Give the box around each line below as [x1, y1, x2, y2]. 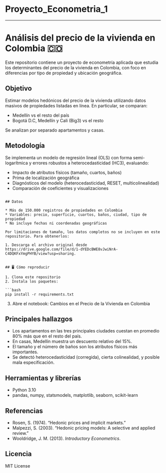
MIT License [5, 463, 31, 469]
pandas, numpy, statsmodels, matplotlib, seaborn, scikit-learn [12, 392, 138, 398]
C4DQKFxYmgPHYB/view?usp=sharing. [5, 251, 77, 256]
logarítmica [5, 160, 28, 166]
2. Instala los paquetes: [5, 279, 58, 284]
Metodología [5, 142, 45, 150]
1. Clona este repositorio [5, 275, 61, 280]
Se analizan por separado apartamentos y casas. [5, 127, 105, 133]
